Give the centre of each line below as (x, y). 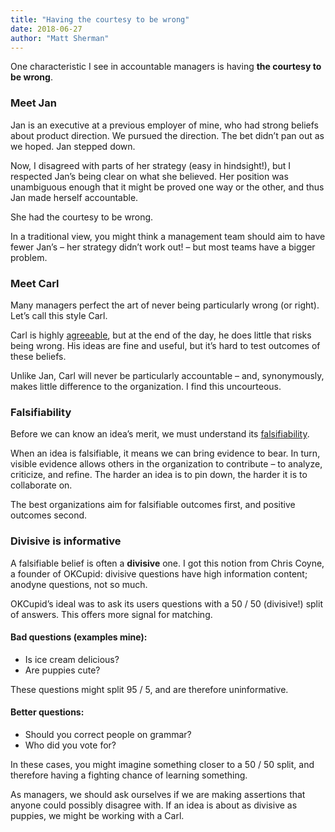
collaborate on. (41, 485)
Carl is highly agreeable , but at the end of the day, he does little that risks (161, 335)
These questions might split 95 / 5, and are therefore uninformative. (149, 689)
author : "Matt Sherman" (60, 38)
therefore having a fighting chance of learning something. (129, 775)
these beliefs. (38, 356)
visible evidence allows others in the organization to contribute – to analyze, (166, 464)
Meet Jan (33, 103)
